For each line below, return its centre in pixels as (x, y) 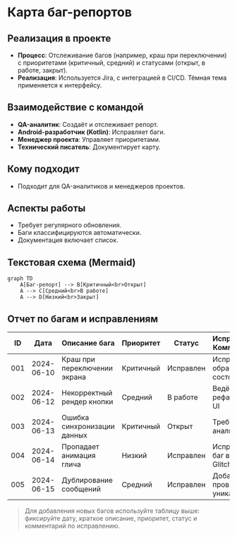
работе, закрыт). (43, 70)
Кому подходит (43, 169)
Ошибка (75, 418)
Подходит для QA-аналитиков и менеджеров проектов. (101, 186)
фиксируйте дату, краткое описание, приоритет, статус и (111, 519)
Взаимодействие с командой (75, 108)
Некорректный (87, 393)
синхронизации (88, 426)
